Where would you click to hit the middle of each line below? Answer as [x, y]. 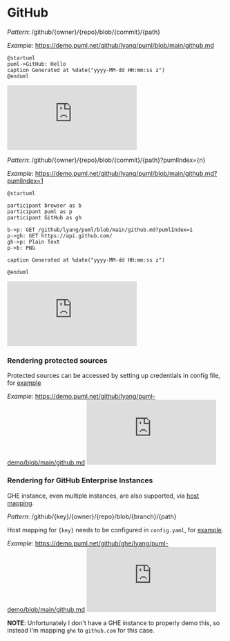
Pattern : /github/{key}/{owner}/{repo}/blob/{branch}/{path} [92, 516]
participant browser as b [44, 206]
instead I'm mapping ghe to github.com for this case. [81, 630]
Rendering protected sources [57, 360]
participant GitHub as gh [44, 217]
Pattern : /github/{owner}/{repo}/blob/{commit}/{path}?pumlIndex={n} [106, 160]
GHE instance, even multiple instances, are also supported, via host [103, 496]
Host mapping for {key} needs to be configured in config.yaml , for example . [115, 530]
